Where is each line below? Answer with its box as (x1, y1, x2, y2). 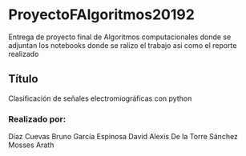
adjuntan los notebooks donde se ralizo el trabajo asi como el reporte (8, 40, 237, 50)
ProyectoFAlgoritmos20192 (8, 6, 195, 24)
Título (8, 72, 38, 86)
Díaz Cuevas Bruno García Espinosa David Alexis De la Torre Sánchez (8, 132, 239, 142)
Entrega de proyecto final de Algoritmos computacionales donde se (8, 32, 232, 42)
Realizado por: (8, 114, 67, 125)
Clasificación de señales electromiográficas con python (8, 94, 192, 103)
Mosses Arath (8, 140, 54, 150)
